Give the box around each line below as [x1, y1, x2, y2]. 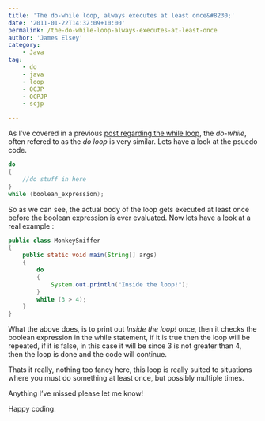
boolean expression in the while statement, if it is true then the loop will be [8, 333, 251, 343]
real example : [8, 221, 55, 230]
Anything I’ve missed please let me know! [8, 389, 144, 398]
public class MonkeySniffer [8, 237, 101, 245]
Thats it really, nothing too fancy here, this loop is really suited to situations [8, 365, 252, 374]
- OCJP [22, 85, 44, 93]
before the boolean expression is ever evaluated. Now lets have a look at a [8, 213, 251, 222]
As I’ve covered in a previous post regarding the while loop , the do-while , [8, 128, 247, 138]
